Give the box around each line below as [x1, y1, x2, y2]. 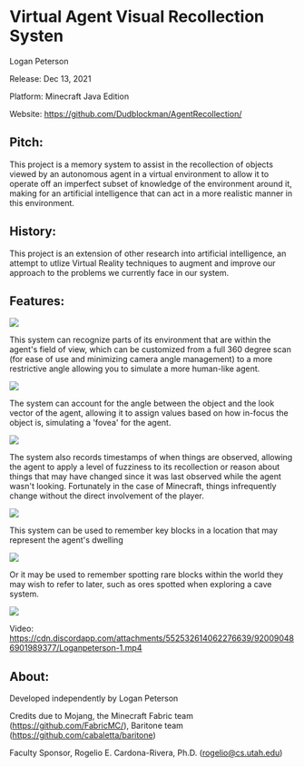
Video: [9, 624, 34, 634]
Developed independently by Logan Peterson [9, 693, 179, 704]
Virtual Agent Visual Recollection [9, 6, 265, 27]
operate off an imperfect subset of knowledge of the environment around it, [9, 178, 292, 189]
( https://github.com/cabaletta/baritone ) [9, 730, 156, 741]
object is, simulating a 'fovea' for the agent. [9, 418, 172, 428]
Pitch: [9, 134, 44, 151]
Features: [9, 293, 65, 309]
